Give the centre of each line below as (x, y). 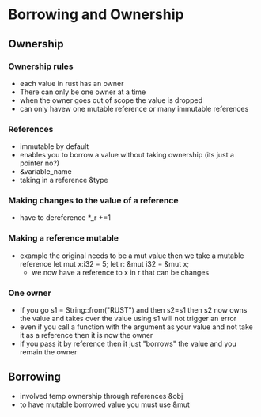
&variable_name (46, 172)
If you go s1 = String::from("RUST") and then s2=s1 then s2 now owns (133, 310)
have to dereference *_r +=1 (65, 218)
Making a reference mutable (63, 238)
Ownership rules (41, 66)
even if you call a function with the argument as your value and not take (136, 327)
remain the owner (48, 352)
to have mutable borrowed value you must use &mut (104, 404)
